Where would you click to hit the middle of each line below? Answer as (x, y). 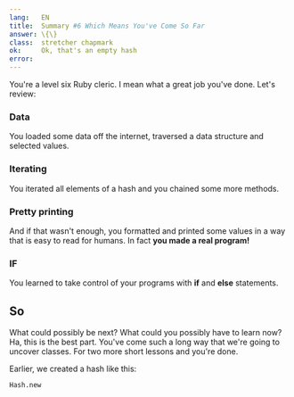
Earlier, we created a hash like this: (73, 368)
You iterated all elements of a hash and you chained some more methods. (144, 188)
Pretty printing (41, 211)
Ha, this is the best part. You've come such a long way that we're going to (145, 342)
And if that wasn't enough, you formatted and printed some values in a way (147, 231)
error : (21, 59)
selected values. (39, 146)
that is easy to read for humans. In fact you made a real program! (130, 240)
